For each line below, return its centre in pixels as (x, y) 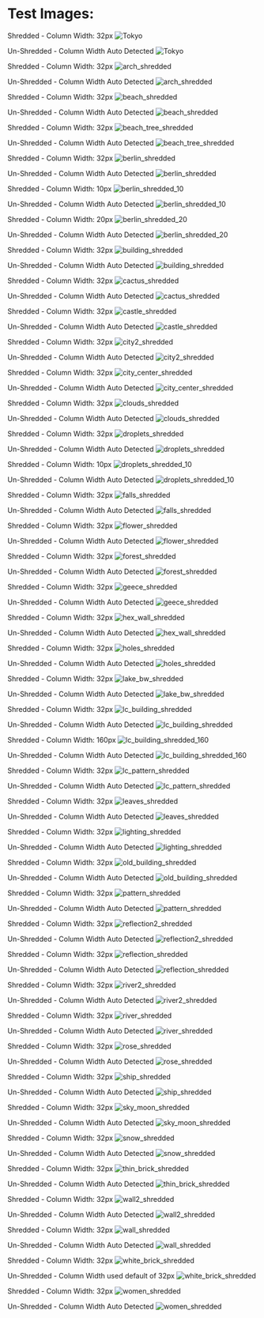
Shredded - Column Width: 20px (60, 219)
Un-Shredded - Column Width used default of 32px (91, 1275)
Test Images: (51, 14)
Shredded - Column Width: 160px (62, 740)
